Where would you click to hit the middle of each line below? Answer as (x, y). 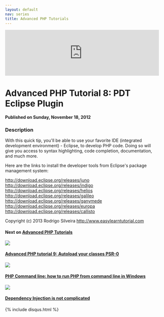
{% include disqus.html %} (32, 310)
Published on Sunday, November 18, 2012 (48, 117)
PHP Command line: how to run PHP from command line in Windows (75, 276)
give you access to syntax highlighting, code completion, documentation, (79, 151)
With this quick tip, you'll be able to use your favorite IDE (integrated (74, 140)
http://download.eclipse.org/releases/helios (49, 191)
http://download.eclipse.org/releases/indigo (49, 185)
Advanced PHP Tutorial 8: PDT (68, 93)
